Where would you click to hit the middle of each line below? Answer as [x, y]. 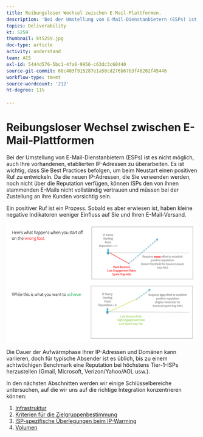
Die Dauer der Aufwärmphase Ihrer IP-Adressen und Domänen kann [91, 352]
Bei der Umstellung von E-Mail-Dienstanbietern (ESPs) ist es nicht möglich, [100, 157]
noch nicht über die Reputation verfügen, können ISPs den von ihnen [93, 183]
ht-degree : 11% [26, 90]
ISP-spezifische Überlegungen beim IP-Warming [76, 421]
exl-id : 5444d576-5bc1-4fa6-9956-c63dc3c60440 [66, 64]
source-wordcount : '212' [38, 84]
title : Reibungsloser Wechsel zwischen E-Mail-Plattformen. [84, 13]
